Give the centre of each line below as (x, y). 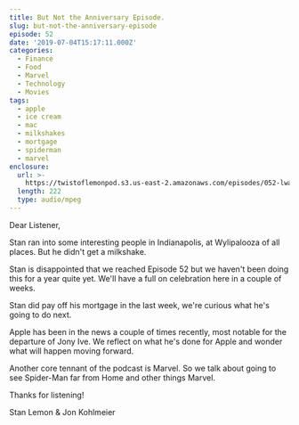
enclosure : (29, 167)
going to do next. (40, 315)
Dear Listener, (35, 225)
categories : (31, 51)
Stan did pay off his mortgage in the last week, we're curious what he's (139, 305)
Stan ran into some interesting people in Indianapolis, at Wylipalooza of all (145, 242)
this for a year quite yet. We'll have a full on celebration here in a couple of (145, 278)
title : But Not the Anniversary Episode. (87, 17)
